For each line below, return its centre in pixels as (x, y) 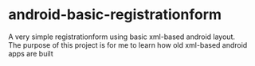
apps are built (31, 53)
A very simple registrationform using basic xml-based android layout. (122, 37)
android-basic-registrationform (115, 15)
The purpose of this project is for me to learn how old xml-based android (128, 45)
